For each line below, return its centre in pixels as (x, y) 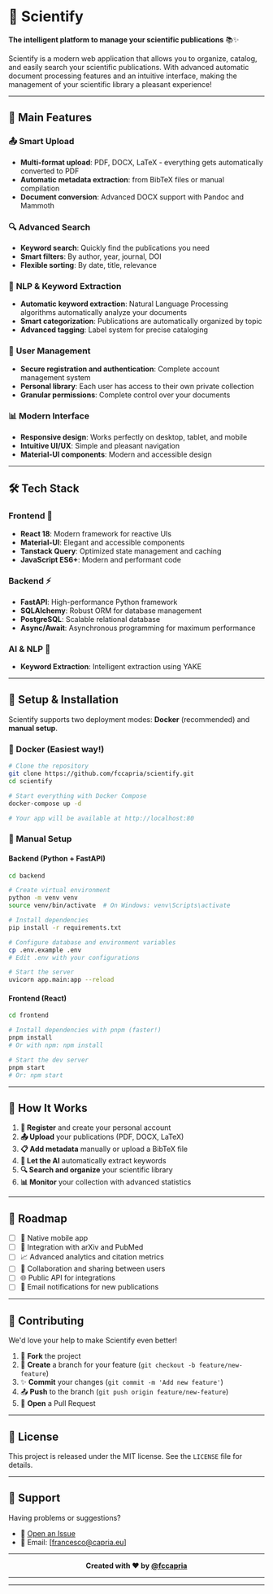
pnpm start (27, 1067)
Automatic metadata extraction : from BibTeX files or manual (122, 179)
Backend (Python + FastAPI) (57, 858)
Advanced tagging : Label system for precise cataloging (114, 330)
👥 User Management (50, 351)
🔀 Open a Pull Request (58, 1404)
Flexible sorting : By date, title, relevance (88, 265)
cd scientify (30, 781)
